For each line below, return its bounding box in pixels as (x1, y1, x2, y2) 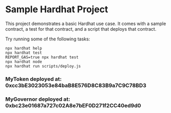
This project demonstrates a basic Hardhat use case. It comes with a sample (5, 20, 166, 27)
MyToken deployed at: (5, 75, 62, 82)
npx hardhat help (5, 46, 42, 51)
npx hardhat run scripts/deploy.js (5, 63, 81, 69)
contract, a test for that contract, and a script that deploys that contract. (5, 26, 157, 32)
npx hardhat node (5, 59, 42, 64)
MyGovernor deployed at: (5, 96, 70, 103)
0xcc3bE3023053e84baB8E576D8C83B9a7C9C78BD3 (5, 82, 146, 89)
